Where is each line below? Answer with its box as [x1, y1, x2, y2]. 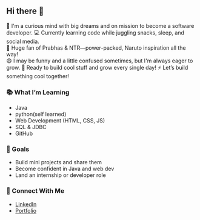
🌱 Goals [6, 145, 30, 153]
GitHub [15, 130, 33, 137]
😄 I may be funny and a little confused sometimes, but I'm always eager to [6, 57, 193, 64]
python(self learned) [15, 110, 67, 118]
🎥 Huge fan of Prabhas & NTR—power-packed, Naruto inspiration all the [6, 44, 186, 52]
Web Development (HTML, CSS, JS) [15, 117, 105, 124]
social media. [6, 38, 39, 45]
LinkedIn [15, 201, 37, 208]
